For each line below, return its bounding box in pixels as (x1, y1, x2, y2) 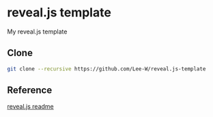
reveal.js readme (7, 103, 55, 111)
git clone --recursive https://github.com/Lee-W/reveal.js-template (7, 65, 206, 73)
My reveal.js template (7, 27, 68, 36)
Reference (7, 84, 53, 96)
